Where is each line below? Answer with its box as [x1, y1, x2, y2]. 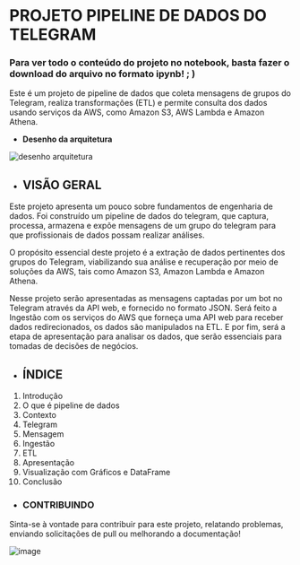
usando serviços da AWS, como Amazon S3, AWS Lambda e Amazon [9, 107, 265, 117]
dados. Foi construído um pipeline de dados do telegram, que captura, [9, 211, 269, 222]
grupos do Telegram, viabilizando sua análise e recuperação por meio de [9, 256, 279, 267]
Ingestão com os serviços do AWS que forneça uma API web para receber [9, 312, 284, 323]
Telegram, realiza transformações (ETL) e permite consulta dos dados [9, 98, 268, 109]
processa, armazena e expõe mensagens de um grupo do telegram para [9, 221, 276, 231]
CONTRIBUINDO [21, 499, 95, 511]
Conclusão [21, 476, 63, 487]
